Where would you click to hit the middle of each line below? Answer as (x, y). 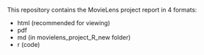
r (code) (29, 44)
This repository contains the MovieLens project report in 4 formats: (102, 10)
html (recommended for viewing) (64, 23)
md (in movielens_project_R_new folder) (74, 37)
